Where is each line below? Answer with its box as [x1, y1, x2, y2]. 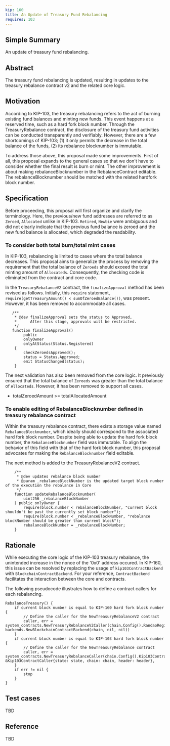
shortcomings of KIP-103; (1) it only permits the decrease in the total [5, 137, 147, 143]
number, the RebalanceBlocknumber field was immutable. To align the [5, 440, 147, 446]
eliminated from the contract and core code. [5, 274, 97, 281]
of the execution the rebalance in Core [5, 483, 92, 488]
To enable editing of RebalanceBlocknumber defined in [5, 405, 143, 412]
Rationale [5, 541, 36, 549]
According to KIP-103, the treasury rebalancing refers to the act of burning [5, 110, 160, 116]
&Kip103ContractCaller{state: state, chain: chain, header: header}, [5, 659, 155, 664]
